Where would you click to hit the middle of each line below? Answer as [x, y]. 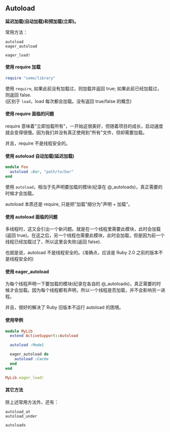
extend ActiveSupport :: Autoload [44, 336]
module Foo [17, 167]
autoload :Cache [32, 359]
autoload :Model [27, 345]
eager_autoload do [29, 354]
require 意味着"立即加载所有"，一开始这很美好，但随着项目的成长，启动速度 [84, 126]
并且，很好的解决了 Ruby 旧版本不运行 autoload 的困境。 [64, 307]
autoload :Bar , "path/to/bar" [42, 172]
